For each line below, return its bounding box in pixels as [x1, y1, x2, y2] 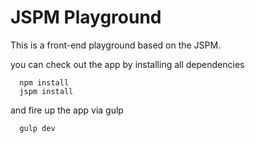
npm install [19, 77, 70, 88]
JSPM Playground [10, 6, 162, 29]
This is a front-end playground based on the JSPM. [10, 39, 222, 51]
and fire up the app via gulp [10, 104, 124, 116]
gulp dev [19, 123, 56, 133]
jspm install [19, 86, 74, 96]
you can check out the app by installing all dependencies [10, 58, 245, 70]
